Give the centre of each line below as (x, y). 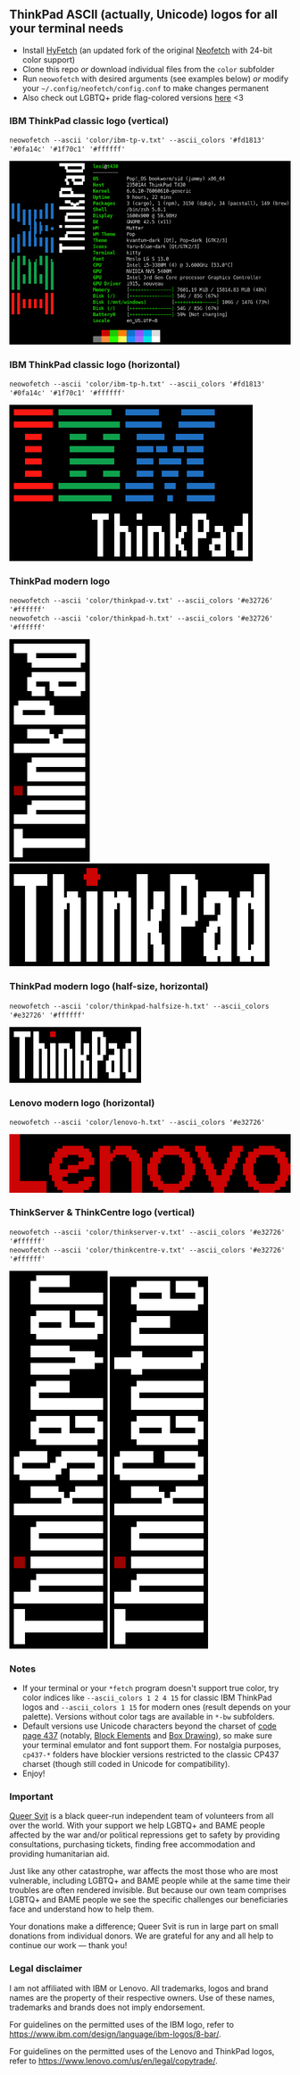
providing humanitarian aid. (59, 1854)
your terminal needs (67, 29)
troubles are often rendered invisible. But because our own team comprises (148, 1890)
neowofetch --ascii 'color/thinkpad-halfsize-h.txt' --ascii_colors (139, 1006)
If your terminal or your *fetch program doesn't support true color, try (150, 1688)
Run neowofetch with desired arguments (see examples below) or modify (155, 79)
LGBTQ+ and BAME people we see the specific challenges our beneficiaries (149, 1900)
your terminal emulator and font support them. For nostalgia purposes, (151, 1746)
